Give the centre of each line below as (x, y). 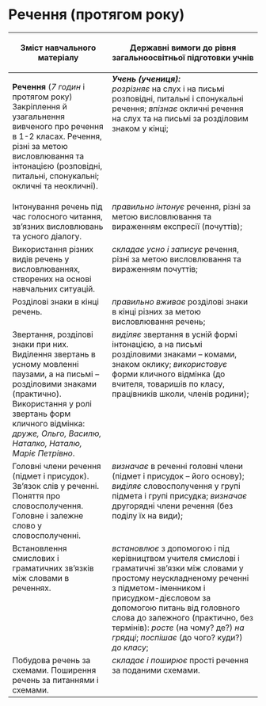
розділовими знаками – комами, (175, 354)
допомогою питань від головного (176, 608)
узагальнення (39, 116)
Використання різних (53, 249)
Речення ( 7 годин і (49, 86)
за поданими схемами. (156, 670)
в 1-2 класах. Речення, (57, 136)
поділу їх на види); (148, 515)
